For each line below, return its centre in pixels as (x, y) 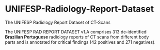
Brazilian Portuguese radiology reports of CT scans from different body (77, 37)
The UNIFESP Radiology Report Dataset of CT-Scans (58, 22)
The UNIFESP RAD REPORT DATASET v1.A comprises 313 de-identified (76, 32)
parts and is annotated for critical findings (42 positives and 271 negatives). (80, 42)
